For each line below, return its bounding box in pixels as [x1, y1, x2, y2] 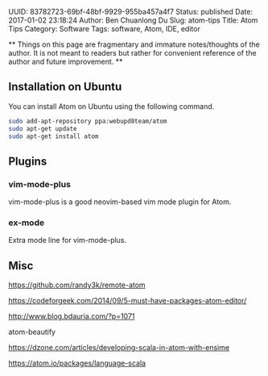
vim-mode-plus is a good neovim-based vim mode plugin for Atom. [8, 197, 232, 207]
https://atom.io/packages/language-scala [8, 358, 146, 368]
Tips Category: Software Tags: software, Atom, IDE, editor [8, 24, 201, 33]
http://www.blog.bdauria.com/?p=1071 [8, 311, 135, 321]
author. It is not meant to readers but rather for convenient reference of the [8, 48, 257, 57]
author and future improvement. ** [8, 56, 123, 66]
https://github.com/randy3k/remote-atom [8, 280, 146, 290]
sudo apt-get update [8, 124, 78, 132]
